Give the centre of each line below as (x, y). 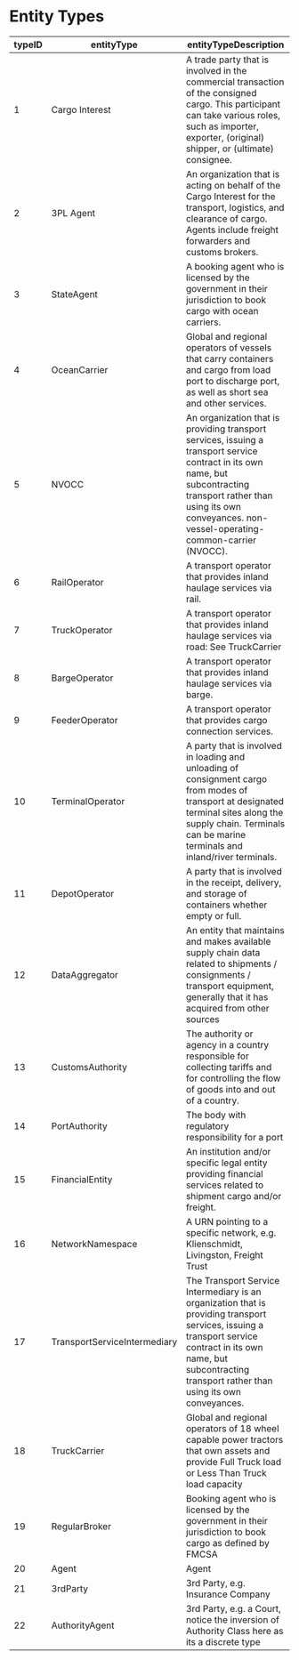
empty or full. (214, 915)
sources (202, 1019)
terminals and (214, 845)
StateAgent (74, 294)
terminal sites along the (234, 812)
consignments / (218, 974)
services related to (225, 1185)
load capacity (214, 1484)
